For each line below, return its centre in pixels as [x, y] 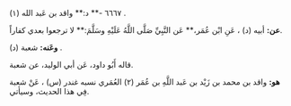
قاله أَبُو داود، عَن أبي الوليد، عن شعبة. [71, 65]
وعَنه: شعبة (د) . [36, 47]
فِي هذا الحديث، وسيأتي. [49, 91]
